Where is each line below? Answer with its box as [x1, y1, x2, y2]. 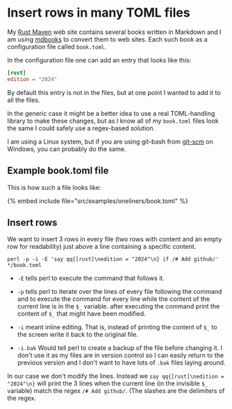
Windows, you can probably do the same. [7, 144, 126, 153]
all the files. [7, 96, 40, 104]
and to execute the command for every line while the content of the [17, 295, 210, 303]
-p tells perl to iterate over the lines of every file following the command [17, 288, 222, 296]
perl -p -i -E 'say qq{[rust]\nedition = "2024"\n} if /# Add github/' [7, 256, 219, 263]
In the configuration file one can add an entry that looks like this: [7, 55, 192, 64]
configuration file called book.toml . [7, 42, 106, 51]
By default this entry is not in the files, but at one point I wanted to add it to [7, 88, 221, 96]
